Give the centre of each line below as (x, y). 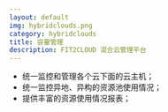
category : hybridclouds (53, 34)
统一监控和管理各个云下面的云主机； (88, 77)
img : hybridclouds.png (51, 26)
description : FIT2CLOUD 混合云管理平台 (78, 50)
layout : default (39, 17)
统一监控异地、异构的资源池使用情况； (92, 87)
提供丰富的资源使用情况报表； (76, 99)
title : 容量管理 (36, 42)
